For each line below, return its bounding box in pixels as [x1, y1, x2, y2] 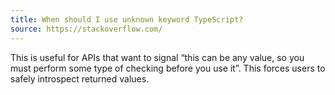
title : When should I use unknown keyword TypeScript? [10, 14, 244, 25]
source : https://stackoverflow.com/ [10, 24, 163, 34]
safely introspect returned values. [10, 72, 150, 85]
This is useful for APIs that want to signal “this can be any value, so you [10, 51, 305, 63]
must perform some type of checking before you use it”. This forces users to [10, 62, 326, 74]
